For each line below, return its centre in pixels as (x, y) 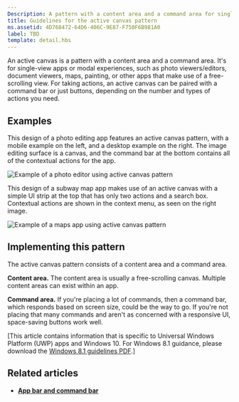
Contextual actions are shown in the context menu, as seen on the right (112, 203)
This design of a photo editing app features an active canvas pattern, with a (118, 138)
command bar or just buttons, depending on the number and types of (109, 91)
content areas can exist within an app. (63, 285)
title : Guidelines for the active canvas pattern (83, 21)
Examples (30, 121)
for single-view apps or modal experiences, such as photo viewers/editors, (117, 68)
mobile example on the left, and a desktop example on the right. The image (117, 145)
